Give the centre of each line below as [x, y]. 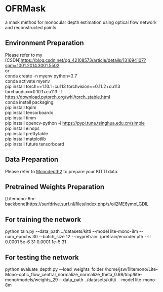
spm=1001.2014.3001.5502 [32, 65]
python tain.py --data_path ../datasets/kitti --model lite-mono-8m [72, 231]
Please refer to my [24, 55]
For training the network [43, 219]
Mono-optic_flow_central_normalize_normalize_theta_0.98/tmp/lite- [74, 274]
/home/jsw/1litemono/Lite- [131, 269]
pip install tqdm [21, 107]
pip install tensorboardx [29, 112]
